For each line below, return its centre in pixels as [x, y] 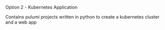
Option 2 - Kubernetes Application [42, 7]
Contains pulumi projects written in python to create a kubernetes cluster [82, 17]
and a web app [21, 22]
